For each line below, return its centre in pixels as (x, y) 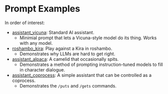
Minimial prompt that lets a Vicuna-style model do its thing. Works (88, 38)
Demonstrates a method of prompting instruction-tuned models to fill (91, 64)
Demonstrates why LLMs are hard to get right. (67, 54)
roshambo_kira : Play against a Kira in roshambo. (62, 48)
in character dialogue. (42, 70)
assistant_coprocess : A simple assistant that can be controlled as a (82, 75)
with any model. (36, 43)
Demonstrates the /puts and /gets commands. (68, 85)
